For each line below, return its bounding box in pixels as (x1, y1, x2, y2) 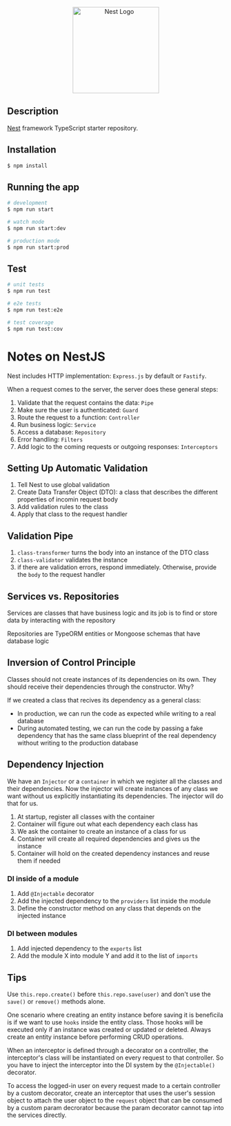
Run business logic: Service (17, 420, 97, 428)
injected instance (17, 911, 67, 919)
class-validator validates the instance (17, 556, 128, 564)
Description (7, 106, 59, 117)
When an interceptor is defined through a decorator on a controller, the (7, 1047, 209, 1055)
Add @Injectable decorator (17, 889, 94, 897)
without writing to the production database (17, 738, 139, 747)
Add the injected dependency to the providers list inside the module (17, 897, 212, 905)
